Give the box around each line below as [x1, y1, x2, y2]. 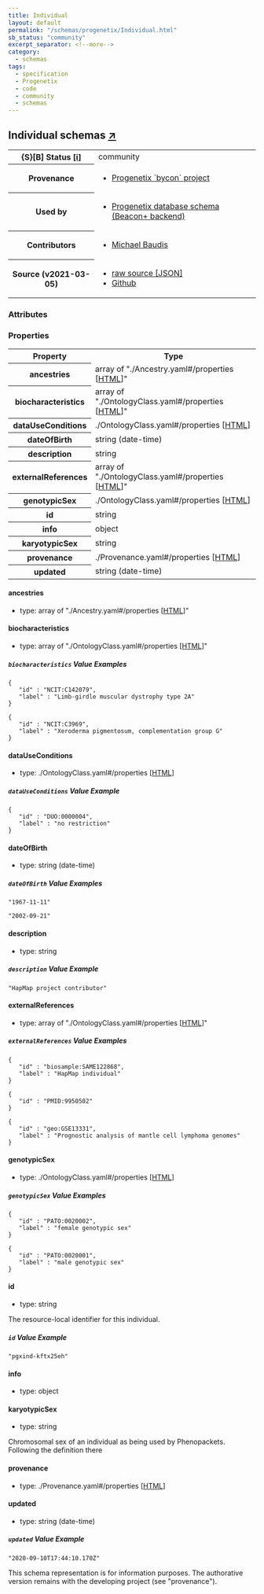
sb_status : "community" [8, 33, 86, 42]
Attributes [8, 309, 48, 320]
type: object [19, 1386, 59, 1396]
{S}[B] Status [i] [20, 151, 82, 162]
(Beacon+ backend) [111, 211, 185, 222]
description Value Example [8, 964, 99, 974]
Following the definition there [8, 1445, 103, 1455]
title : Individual [8, 11, 68, 20]
